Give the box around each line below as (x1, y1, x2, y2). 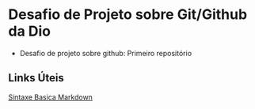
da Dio (8, 22, 51, 40)
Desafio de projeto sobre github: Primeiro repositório (19, 48, 192, 58)
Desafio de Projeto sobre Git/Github (8, 6, 248, 24)
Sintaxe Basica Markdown (8, 92, 93, 102)
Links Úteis (8, 71, 65, 85)
